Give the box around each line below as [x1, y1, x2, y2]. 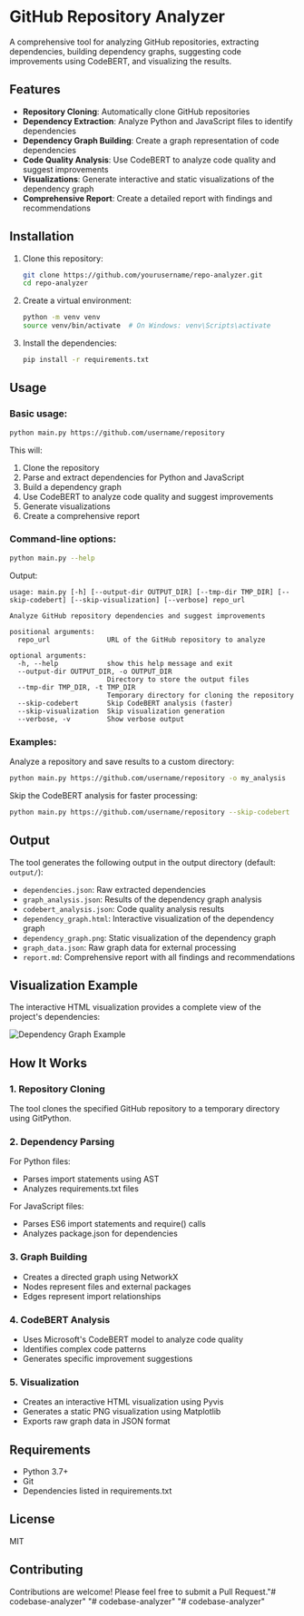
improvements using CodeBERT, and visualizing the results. [9, 55, 232, 66]
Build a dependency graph [22, 481, 123, 492]
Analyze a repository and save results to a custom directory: [9, 756, 234, 767]
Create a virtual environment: [22, 295, 132, 306]
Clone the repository [22, 462, 100, 473]
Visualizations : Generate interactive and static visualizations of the [22, 173, 275, 184]
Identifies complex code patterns [22, 1343, 147, 1354]
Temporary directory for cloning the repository [106, 690, 295, 700]
